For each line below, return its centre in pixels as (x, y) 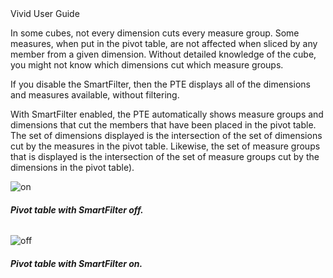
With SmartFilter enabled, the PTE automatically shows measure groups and (167, 114)
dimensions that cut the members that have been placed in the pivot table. (163, 125)
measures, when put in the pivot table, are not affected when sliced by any (164, 43)
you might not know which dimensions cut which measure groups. (147, 65)
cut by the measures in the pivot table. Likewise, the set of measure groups (165, 146)
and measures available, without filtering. (95, 95)
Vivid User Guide (45, 13)
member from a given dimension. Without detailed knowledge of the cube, (163, 54)
